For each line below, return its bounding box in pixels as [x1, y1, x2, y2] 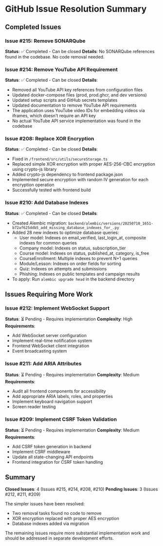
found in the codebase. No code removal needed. [5, 54, 105, 59]
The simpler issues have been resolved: [5, 501, 85, 507]
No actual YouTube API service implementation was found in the [12, 118, 141, 124]
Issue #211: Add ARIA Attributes [5, 360, 82, 367]
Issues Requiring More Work [5, 290, 93, 299]
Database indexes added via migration [12, 520, 89, 527]
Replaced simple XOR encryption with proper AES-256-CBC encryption [12, 161, 156, 167]
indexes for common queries [19, 240, 77, 245]
